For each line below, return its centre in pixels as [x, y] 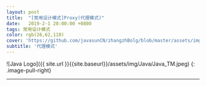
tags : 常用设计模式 [29, 29]
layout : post [23, 12]
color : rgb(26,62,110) [35, 35]
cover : [15, 41]
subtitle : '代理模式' [32, 47]
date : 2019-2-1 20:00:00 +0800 [49, 23]
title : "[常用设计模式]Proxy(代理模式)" [55, 18]
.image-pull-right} [29, 70]
